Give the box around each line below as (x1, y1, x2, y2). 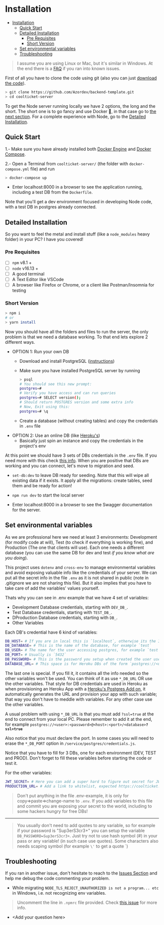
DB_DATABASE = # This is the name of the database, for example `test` (5, 643, 152, 648)
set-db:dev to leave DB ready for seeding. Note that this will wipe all (12, 472, 149, 478)
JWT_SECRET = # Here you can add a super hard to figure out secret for (5, 779, 154, 784)
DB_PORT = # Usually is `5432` (5, 652, 67, 657)
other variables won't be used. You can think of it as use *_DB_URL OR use (5, 675, 153, 681)
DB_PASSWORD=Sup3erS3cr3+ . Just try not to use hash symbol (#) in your (17, 832, 158, 838)
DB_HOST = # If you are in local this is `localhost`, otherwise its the (5, 639, 156, 643)
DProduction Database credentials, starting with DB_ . (12, 615, 118, 620)
